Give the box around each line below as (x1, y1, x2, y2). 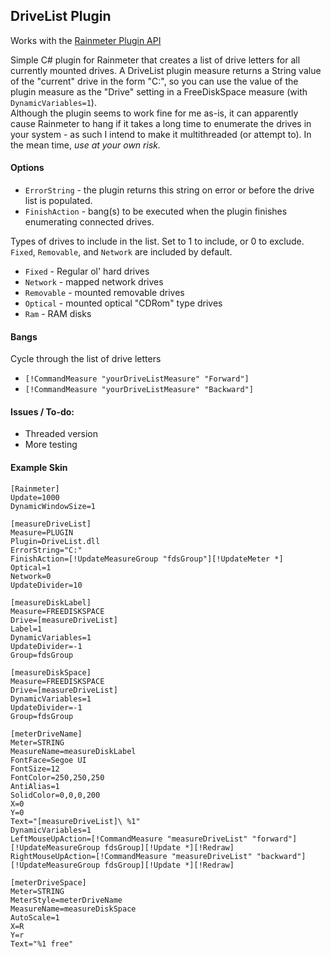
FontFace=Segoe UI (10, 755, 87, 765)
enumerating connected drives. (24, 216, 155, 228)
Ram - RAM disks (24, 308, 92, 320)
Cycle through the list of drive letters (10, 353, 162, 365)
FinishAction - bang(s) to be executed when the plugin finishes (24, 205, 288, 218)
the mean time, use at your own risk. (10, 139, 161, 151)
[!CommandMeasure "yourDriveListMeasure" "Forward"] (24, 374, 250, 384)
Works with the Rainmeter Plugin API (10, 34, 162, 46)
